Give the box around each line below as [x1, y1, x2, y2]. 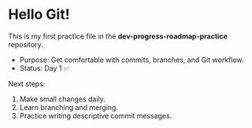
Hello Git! [8, 5, 70, 24]
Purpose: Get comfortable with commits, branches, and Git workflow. [19, 55, 244, 64]
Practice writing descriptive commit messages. [19, 111, 172, 120]
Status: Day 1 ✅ [19, 63, 70, 72]
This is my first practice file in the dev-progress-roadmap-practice [8, 31, 228, 41]
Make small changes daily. [19, 94, 106, 104]
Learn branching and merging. [19, 102, 118, 112]
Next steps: [8, 79, 46, 88]
